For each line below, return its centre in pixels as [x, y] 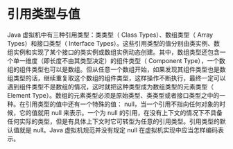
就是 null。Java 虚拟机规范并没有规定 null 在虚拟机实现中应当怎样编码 [119, 130]
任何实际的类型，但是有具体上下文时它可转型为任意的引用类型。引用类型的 [113, 121]
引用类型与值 [44, 14]
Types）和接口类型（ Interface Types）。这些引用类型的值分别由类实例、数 [114, 43]
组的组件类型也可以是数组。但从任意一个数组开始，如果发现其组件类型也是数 [116, 69]
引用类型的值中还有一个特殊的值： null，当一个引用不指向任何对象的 [122, 104]
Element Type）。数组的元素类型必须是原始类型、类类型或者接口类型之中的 [113, 95]
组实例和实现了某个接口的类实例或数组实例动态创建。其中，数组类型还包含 [113, 52]
